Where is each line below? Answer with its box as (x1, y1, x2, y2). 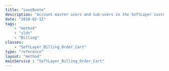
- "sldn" (14, 30, 33, 35)
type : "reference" (5, 49, 44, 54)
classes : (5, 40, 24, 45)
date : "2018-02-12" (5, 16, 46, 21)
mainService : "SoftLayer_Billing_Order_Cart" (5, 58, 105, 63)
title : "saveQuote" (5, 7, 46, 12)
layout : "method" (5, 53, 42, 59)
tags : (5, 21, 17, 26)
